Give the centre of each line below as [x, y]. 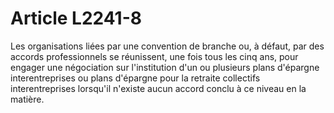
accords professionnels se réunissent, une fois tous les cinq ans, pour [154, 56]
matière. [27, 99]
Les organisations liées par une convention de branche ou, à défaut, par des [167, 46]
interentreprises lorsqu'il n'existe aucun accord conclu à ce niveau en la [158, 88]
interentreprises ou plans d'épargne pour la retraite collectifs [135, 78]
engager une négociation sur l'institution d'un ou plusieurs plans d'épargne [165, 67]
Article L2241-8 [76, 18]
